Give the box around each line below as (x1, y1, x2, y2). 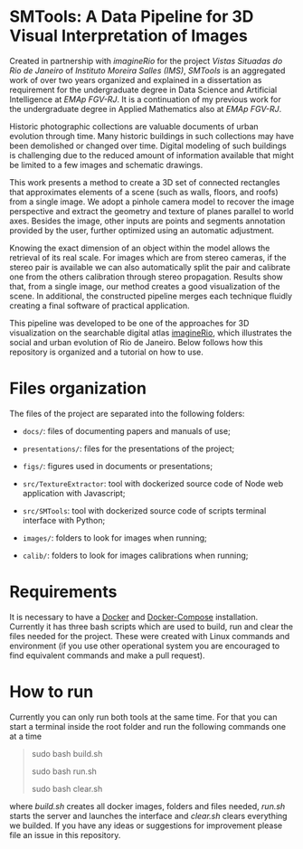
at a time (9, 731, 43, 741)
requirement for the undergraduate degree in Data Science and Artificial (9, 84, 278, 95)
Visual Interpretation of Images (9, 25, 249, 46)
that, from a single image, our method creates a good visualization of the (9, 280, 280, 291)
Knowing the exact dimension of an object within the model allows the (9, 242, 270, 253)
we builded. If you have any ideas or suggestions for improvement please (9, 820, 283, 831)
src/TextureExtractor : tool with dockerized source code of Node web (22, 477, 283, 489)
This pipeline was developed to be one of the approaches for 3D (9, 317, 250, 328)
